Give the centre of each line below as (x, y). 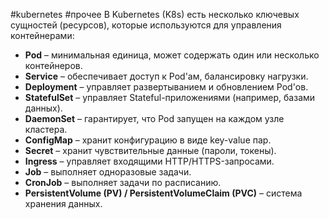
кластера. (46, 129)
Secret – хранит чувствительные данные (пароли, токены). (150, 150)
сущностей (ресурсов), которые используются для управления (146, 25)
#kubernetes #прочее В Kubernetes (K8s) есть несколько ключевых (155, 14)
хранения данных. (63, 203)
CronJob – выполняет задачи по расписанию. (123, 182)
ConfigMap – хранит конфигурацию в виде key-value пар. (148, 140)
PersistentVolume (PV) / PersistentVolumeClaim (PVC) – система (163, 193)
